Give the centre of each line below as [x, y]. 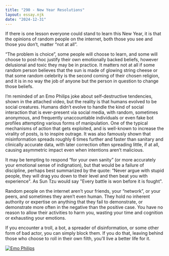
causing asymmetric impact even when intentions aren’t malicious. [75, 150]
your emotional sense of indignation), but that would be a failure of [75, 165]
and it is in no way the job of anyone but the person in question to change [82, 81]
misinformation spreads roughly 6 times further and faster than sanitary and [84, 139]
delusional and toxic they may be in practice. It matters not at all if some [80, 65]
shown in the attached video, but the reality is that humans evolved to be [81, 102]
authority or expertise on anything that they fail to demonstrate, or [74, 202]
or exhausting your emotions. [36, 218]
